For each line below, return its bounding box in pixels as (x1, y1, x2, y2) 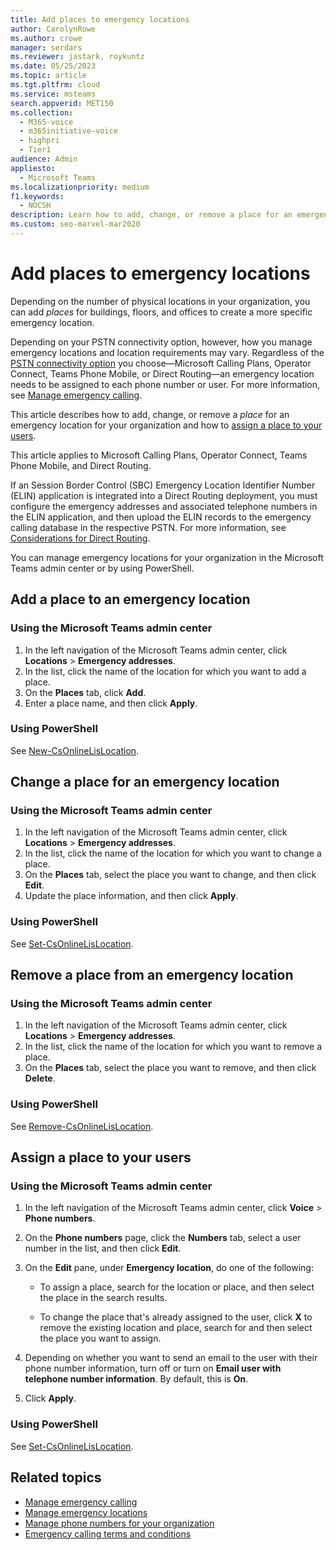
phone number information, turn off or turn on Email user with (24, 1362, 282, 1375)
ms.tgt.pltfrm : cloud (10, 80, 101, 90)
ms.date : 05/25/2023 (10, 61, 97, 71)
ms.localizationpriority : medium (10, 182, 150, 192)
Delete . (24, 1072, 56, 1085)
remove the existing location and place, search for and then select (39, 1322, 313, 1334)
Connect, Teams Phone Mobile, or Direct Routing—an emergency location (10, 367, 315, 380)
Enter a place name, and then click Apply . (24, 697, 198, 709)
